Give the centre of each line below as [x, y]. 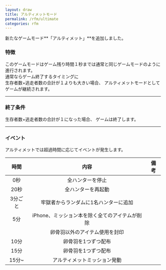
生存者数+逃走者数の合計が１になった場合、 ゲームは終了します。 [72, 119]
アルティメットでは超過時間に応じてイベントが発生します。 [65, 150]
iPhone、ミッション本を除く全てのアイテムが [84, 216]
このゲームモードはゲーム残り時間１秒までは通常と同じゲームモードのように [83, 64]
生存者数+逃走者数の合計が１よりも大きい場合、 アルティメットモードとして [83, 83]
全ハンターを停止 [87, 180]
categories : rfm [22, 24]
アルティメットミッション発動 [87, 260]
